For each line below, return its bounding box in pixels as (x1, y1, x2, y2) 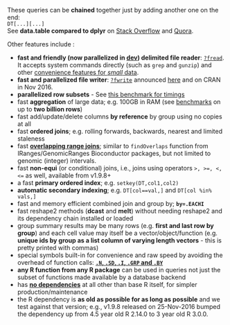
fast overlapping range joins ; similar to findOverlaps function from (17, 142, 209, 150)
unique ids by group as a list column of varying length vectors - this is (17, 236, 222, 245)
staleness (17, 134, 45, 143)
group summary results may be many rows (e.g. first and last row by (17, 222, 214, 229)
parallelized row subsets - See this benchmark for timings (17, 90, 185, 98)
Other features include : (7, 40, 75, 48)
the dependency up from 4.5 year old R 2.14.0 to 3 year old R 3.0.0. (17, 310, 209, 318)
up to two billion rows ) (17, 105, 83, 113)
